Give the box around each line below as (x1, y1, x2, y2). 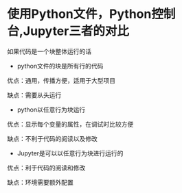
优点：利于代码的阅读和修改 (7, 164, 86, 172)
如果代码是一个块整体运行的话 (7, 47, 91, 55)
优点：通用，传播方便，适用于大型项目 (7, 76, 115, 84)
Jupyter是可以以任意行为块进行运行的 (16, 149, 124, 157)
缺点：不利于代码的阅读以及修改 (7, 134, 98, 142)
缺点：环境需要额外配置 (7, 178, 73, 186)
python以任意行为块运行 (16, 105, 86, 114)
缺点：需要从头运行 (7, 90, 62, 99)
